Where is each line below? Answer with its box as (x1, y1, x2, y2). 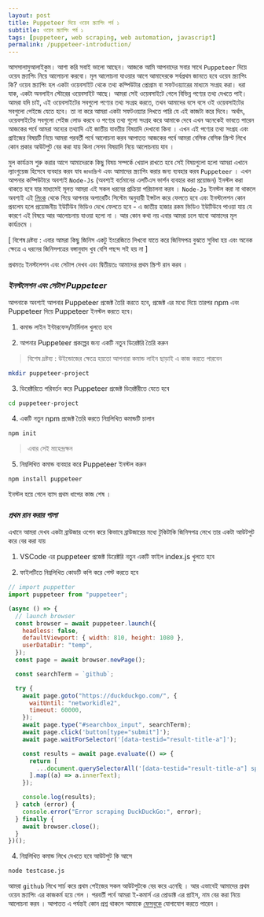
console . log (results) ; (22, 794, 97, 801)
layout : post (8, 11, 51, 20)
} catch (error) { (15, 801, 76, 808)
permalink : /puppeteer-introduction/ (8, 41, 132, 49)
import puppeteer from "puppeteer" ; (8, 591, 128, 598)
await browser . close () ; (22, 823, 101, 830)
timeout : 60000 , (28, 706, 82, 714)
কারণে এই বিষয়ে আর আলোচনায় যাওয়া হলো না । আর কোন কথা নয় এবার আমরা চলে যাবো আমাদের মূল (8, 211, 237, 220)
